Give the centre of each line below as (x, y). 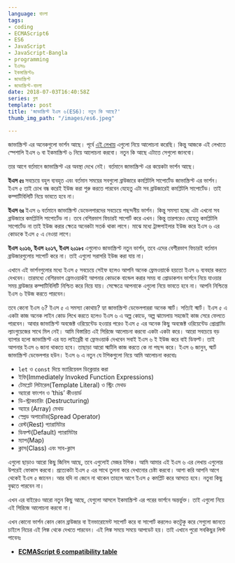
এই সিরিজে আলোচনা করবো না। (40, 508)
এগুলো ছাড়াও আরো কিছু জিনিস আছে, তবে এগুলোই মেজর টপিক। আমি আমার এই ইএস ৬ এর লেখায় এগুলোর (115, 462)
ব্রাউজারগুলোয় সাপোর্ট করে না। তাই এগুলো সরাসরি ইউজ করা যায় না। (77, 256)
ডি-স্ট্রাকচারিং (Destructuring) (54, 400)
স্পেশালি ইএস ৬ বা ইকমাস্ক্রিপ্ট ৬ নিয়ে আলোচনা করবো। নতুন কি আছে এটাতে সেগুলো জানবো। (101, 152)
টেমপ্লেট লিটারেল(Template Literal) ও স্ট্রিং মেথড (72, 385)
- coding (21, 27)
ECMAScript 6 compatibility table (67, 551)
